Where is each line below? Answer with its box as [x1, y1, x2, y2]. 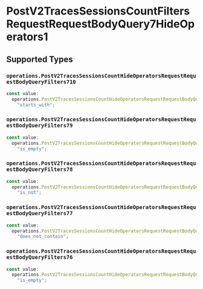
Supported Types [6, 54, 74, 64]
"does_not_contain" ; [17, 233, 69, 240]
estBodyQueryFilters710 [6, 78, 77, 85]
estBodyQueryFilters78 [6, 166, 73, 173]
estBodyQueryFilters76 [6, 254, 73, 261]
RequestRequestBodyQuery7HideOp [6, 17, 195, 31]
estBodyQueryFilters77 [6, 210, 73, 217]
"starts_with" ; [17, 102, 56, 108]
